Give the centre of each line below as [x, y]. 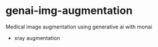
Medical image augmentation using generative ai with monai [79, 27]
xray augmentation [37, 38]
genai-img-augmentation [69, 11]
